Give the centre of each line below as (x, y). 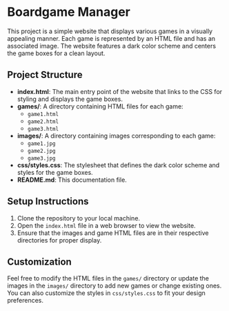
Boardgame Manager (69, 12)
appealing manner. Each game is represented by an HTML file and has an (111, 38)
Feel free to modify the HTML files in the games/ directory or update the (108, 279)
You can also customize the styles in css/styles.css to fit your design (106, 293)
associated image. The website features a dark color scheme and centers (111, 46)
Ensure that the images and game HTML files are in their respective (113, 233)
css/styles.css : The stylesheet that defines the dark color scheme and (118, 165)
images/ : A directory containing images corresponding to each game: (116, 135)
